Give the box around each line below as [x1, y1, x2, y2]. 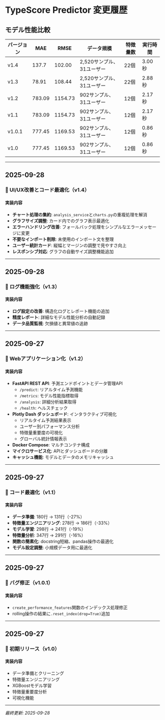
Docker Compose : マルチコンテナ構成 [12, 442, 90, 448]
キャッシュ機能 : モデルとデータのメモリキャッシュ [12, 454, 114, 460]
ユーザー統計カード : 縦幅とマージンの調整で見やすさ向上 [12, 242, 127, 248]
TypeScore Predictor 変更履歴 [5, 4, 128, 16]
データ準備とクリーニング [12, 670, 64, 676]
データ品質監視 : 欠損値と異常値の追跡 [12, 321, 88, 327]
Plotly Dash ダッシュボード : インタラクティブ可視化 [12, 411, 117, 417]
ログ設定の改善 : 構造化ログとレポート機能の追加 [12, 308, 110, 314]
